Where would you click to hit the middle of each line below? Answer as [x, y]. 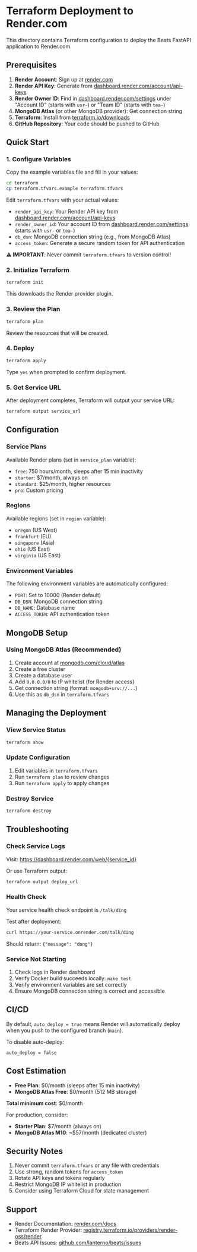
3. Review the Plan [33, 309]
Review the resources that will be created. [57, 333]
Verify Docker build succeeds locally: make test [73, 978]
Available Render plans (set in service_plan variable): [71, 460]
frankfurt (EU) [33, 536]
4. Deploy [20, 348]
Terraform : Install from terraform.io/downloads [72, 117]
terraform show [25, 742]
